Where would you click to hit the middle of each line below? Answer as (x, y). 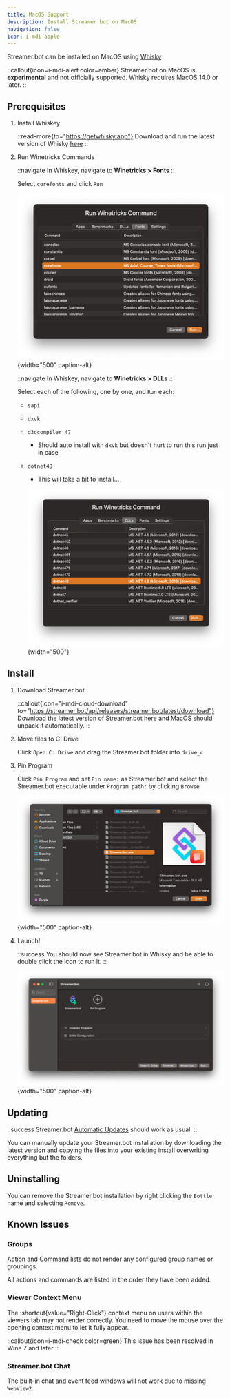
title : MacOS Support (38, 14)
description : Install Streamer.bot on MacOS (72, 22)
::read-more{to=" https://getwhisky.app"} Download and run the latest (116, 136)
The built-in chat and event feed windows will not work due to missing (107, 1381)
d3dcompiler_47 (49, 432)
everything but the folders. (45, 1157)
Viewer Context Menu (44, 1297)
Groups (20, 1244)
